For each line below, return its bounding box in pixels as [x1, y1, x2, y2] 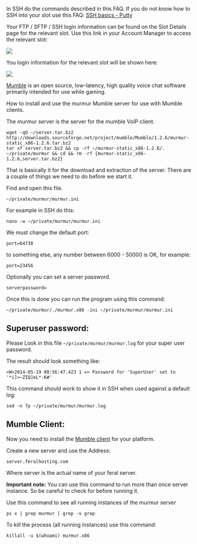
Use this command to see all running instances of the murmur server [6, 499, 176, 506]
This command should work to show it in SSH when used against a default [6, 385, 190, 392]
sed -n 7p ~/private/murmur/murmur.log [6, 403, 106, 409]
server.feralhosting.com [6, 459, 68, 465]
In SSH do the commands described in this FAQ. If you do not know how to [6, 5, 190, 12]
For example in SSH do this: [6, 207, 75, 214]
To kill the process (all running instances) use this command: [6, 521, 157, 528]
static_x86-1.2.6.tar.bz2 [6, 140, 71, 146]
